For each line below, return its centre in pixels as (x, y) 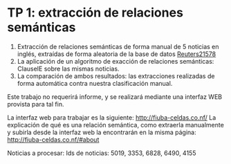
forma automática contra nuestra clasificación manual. (95, 83)
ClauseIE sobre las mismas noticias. (68, 69)
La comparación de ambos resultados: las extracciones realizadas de (116, 76)
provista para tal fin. (36, 104)
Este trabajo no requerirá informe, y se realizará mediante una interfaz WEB (115, 97)
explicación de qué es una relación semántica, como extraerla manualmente (116, 125)
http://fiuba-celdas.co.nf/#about (53, 139)
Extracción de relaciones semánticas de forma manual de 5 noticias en (118, 46)
